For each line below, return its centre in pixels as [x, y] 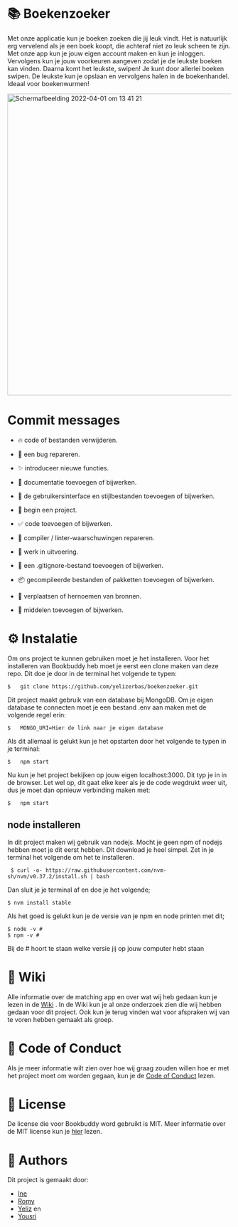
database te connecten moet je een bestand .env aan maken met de [107, 707]
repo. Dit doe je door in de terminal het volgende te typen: [92, 673]
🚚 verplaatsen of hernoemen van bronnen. [80, 596]
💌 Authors [38, 1160]
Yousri [27, 1216]
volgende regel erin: [37, 715]
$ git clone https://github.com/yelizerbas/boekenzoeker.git [103, 686]
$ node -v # [25, 929]
